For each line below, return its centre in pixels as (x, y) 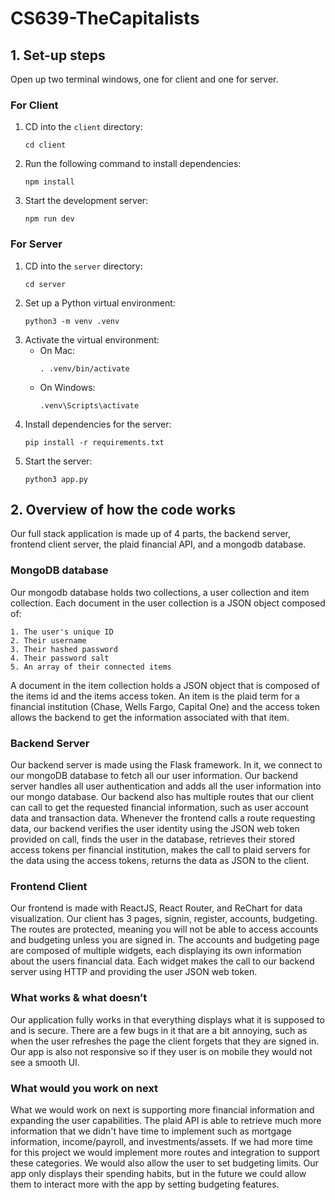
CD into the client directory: (83, 127)
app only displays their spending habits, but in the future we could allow (158, 1173)
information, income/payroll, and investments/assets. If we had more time (162, 1141)
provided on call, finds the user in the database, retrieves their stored (153, 839)
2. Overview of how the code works (123, 509)
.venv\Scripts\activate (89, 405)
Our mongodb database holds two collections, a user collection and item (160, 592)
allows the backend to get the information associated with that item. (150, 717)
